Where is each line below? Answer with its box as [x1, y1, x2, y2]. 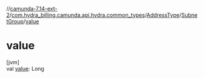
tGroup [6, 18, 24, 25]
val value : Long [6, 65, 44, 72]
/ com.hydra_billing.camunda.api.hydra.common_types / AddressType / [9, 11, 182, 19]
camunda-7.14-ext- [10, 5, 58, 12]
